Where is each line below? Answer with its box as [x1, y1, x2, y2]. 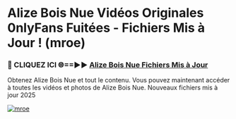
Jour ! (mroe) [7, 35, 86, 51]
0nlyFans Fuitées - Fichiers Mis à [7, 20, 206, 36]
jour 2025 [7, 91, 36, 99]
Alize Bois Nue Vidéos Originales [7, 5, 204, 21]
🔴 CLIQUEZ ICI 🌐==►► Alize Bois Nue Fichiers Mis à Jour [7, 60, 208, 70]
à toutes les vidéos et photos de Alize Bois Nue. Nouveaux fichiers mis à [7, 83, 218, 92]
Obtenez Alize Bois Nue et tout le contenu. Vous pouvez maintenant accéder [7, 76, 230, 84]
